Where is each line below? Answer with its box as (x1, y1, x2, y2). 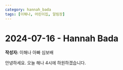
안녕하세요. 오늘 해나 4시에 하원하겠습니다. (5, 60, 86, 66)
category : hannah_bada (5, 7, 51, 12)
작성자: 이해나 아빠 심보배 (5, 49, 54, 55)
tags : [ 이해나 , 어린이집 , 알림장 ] (5, 12, 65, 17)
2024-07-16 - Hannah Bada (5, 33, 119, 44)
